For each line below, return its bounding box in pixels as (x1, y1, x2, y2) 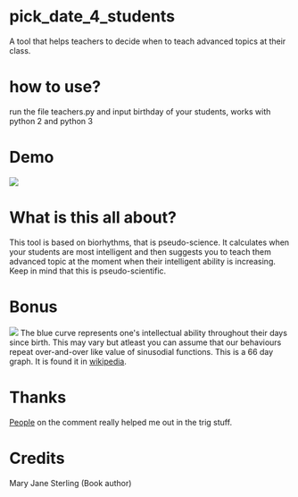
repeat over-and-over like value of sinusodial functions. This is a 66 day (9, 346, 274, 357)
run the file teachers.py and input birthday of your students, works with (9, 105, 271, 117)
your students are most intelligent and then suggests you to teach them (9, 246, 272, 257)
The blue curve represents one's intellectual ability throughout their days (20, 327, 288, 338)
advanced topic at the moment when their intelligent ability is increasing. (9, 256, 277, 266)
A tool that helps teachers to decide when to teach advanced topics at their (9, 36, 286, 46)
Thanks (9, 387, 67, 408)
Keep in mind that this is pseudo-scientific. (9, 265, 167, 276)
